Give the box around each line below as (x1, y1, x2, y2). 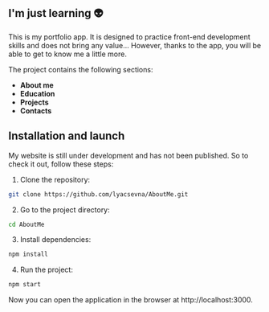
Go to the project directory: (19, 204, 110, 215)
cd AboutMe (8, 220, 45, 228)
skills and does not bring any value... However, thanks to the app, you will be (8, 40, 262, 50)
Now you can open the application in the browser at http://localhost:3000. (8, 295, 253, 305)
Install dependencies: (19, 235, 92, 244)
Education (19, 88, 55, 98)
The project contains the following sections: (8, 64, 153, 74)
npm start (8, 281, 42, 289)
